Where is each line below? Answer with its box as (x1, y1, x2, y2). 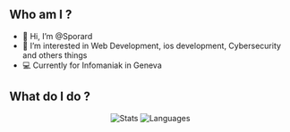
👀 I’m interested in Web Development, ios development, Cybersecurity (21, 40, 282, 51)
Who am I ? (9, 7, 72, 22)
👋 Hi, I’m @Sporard (21, 30, 93, 41)
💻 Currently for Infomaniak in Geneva (21, 60, 163, 70)
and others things (21, 49, 88, 61)
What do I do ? (9, 89, 91, 104)
